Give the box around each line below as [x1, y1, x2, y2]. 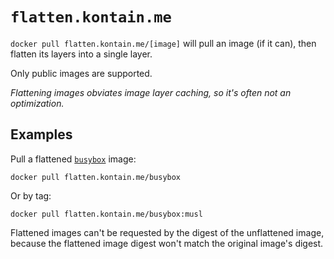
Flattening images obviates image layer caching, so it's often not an [10, 86, 292, 98]
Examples [10, 126, 73, 143]
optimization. [10, 97, 65, 109]
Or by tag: [10, 189, 52, 202]
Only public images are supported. [10, 67, 153, 79]
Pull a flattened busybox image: [10, 153, 137, 165]
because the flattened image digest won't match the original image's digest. [10, 237, 324, 249]
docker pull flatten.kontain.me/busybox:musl [10, 209, 203, 219]
